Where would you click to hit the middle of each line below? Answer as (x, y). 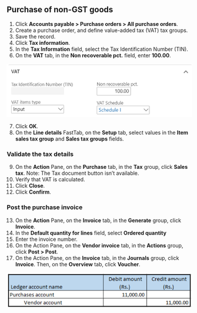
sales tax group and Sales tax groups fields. (69, 139)
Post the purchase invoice (45, 207)
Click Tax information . (42, 43)
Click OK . (27, 126)
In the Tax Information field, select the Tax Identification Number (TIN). (102, 49)
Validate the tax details (40, 154)
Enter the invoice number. (46, 239)
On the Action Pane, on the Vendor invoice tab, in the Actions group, (99, 245)
